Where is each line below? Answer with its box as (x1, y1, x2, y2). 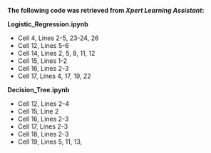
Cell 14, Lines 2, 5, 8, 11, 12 (17, 49, 96, 57)
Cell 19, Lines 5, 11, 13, (17, 137, 83, 146)
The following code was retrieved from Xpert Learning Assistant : (7, 6, 205, 14)
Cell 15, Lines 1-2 (17, 56, 68, 65)
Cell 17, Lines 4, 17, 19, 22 (17, 71, 91, 80)
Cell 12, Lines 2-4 (17, 99, 70, 108)
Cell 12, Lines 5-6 (17, 41, 69, 49)
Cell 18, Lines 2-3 (17, 130, 69, 138)
